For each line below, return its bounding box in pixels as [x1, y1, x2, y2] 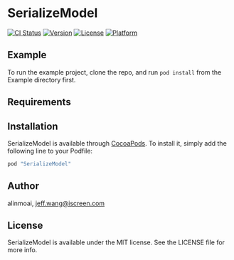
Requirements [7, 96, 71, 108]
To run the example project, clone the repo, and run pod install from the [7, 67, 222, 76]
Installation [7, 120, 58, 132]
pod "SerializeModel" [7, 160, 72, 168]
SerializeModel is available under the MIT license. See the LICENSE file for [7, 238, 225, 247]
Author [7, 180, 39, 193]
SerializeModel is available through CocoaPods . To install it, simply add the [7, 139, 228, 147]
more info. [7, 246, 38, 254]
